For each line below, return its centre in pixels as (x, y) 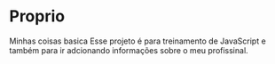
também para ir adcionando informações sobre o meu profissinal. (129, 50)
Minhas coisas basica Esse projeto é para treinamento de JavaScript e (137, 41)
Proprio (37, 16)
